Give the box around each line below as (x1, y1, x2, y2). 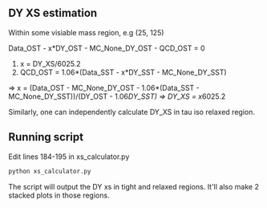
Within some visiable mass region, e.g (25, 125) (8, 27, 164, 37)
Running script (8, 130, 84, 144)
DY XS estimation (8, 6, 98, 20)
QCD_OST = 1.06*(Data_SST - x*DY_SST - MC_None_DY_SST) (19, 67, 227, 77)
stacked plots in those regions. (8, 190, 110, 200)
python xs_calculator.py (8, 167, 91, 175)
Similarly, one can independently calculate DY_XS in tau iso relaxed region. (8, 107, 255, 116)
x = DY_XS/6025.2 (19, 59, 82, 68)
